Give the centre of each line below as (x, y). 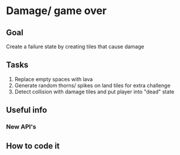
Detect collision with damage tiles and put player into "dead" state (94, 92)
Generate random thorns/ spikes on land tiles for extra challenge (93, 85)
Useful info (27, 110)
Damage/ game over (56, 11)
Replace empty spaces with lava (54, 79)
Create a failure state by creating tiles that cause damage (75, 46)
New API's (21, 127)
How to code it (33, 146)
